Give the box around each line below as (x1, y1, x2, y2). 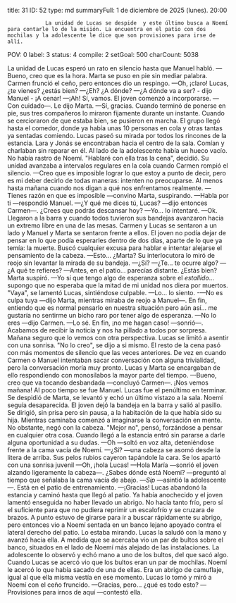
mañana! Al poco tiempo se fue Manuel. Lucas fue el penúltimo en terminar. (7, 386, 228, 394)
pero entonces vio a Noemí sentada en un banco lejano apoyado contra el (7, 521, 222, 529)
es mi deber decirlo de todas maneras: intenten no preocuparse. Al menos (7, 176, 223, 185)
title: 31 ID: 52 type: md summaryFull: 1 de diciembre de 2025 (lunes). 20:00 (7, 6, 228, 14)
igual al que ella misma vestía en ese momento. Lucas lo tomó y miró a (7, 573, 212, 581)
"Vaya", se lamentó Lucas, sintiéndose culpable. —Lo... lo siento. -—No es (7, 289, 223, 297)
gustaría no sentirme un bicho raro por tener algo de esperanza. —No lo (7, 311, 217, 319)
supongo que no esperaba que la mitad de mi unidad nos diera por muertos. (7, 281, 229, 290)
